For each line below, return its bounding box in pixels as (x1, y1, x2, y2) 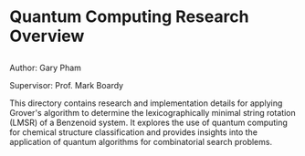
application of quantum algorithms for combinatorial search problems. (9, 136, 272, 147)
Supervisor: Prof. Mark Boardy (9, 79, 124, 90)
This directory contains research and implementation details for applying (9, 98, 283, 109)
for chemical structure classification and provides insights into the (9, 126, 258, 138)
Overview (9, 26, 85, 47)
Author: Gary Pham (9, 62, 82, 73)
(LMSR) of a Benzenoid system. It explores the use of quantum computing (9, 117, 288, 128)
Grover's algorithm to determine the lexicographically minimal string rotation (9, 107, 297, 118)
